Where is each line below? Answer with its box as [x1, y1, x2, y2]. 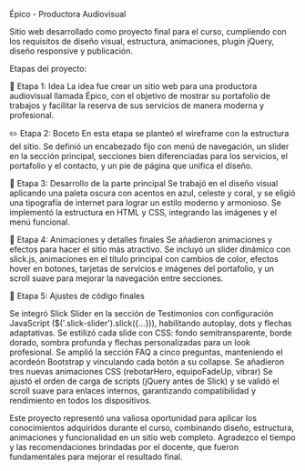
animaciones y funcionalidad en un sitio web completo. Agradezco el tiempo [9, 432, 296, 443]
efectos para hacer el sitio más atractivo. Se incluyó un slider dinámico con [9, 244, 291, 255]
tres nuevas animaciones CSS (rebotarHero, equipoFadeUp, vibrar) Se [9, 366, 273, 376]
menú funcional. [9, 216, 70, 227]
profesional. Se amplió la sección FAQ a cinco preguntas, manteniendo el [9, 346, 284, 357]
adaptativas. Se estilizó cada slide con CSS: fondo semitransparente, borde [9, 327, 292, 338]
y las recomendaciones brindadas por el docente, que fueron [9, 442, 239, 452]
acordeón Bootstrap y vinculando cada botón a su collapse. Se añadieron [9, 356, 285, 367]
